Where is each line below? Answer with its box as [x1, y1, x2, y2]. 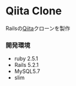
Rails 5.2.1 [14, 62, 39, 69]
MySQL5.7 [14, 67, 40, 75]
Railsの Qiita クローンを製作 [5, 24, 71, 32]
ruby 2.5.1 [14, 55, 38, 62]
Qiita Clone [5, 4, 62, 18]
